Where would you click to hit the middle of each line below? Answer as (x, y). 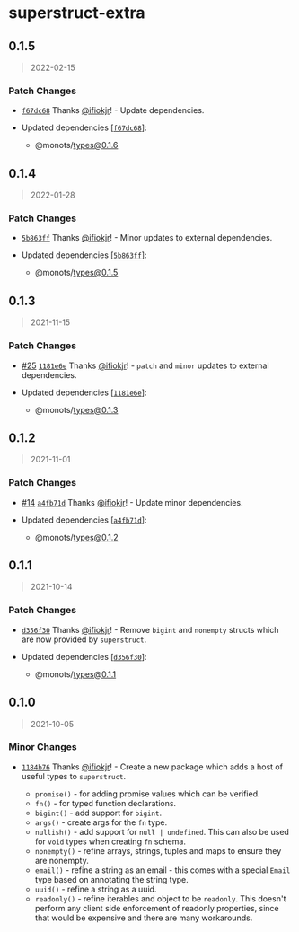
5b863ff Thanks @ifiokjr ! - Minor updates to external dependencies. (147, 238)
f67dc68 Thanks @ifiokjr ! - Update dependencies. (113, 110)
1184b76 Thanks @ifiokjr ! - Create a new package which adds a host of (152, 767)
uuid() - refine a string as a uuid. (96, 889)
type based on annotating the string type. (112, 879)
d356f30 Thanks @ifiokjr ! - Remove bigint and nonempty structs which (150, 629)
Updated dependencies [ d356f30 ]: (84, 656)
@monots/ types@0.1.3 (76, 409)
